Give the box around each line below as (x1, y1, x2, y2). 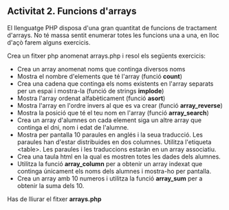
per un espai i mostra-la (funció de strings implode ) (17, 86, 164, 95)
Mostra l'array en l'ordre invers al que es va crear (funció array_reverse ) (17, 101, 223, 109)
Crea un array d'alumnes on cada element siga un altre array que (17, 116, 201, 124)
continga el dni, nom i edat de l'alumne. (17, 123, 129, 131)
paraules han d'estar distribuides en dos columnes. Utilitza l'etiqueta (17, 137, 212, 146)
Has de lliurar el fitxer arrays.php (7, 195, 102, 203)
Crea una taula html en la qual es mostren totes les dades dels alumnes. (17, 152, 221, 161)
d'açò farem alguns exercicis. (7, 38, 91, 47)
